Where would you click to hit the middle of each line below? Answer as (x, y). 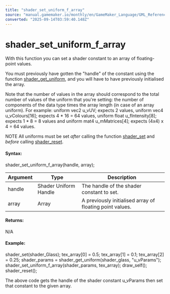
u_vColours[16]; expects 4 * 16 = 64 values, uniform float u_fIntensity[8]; (81, 116)
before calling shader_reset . (34, 142)
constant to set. (100, 192)
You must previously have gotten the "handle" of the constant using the (80, 73)
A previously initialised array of (118, 200)
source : (13, 15)
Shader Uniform (56, 186)
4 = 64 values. (20, 127)
